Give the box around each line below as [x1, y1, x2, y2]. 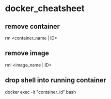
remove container [5, 22, 60, 31]
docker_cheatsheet [5, 3, 85, 14]
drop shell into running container [5, 76, 107, 84]
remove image [5, 49, 49, 57]
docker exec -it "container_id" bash [5, 89, 76, 95]
